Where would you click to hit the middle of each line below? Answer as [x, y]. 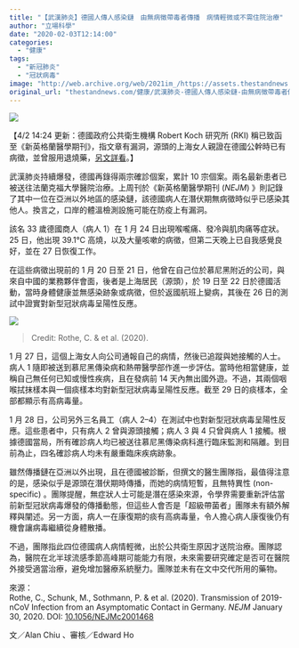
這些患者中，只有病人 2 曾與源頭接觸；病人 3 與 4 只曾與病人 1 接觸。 [151, 430]
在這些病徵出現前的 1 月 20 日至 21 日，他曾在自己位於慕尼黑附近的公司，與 [147, 270]
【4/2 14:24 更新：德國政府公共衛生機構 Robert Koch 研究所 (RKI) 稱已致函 [146, 135]
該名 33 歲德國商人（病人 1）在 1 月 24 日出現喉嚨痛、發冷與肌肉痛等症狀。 [147, 229]
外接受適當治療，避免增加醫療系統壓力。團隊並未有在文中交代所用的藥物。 [145, 568]
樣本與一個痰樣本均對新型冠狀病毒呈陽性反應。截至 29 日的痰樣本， [157, 389]
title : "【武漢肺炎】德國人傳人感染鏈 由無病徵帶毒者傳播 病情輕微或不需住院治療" [146, 17]
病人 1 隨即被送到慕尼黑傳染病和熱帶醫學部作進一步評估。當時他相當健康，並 [149, 367]
